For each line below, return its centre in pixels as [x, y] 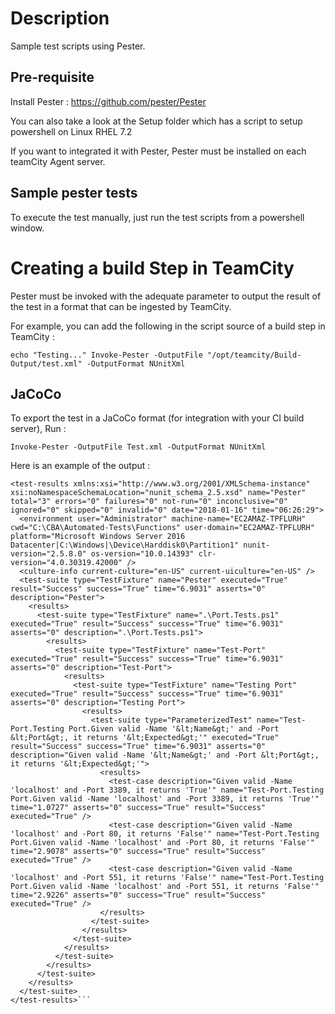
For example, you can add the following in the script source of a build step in [168, 326]
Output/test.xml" [46, 363]
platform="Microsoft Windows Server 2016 [98, 537]
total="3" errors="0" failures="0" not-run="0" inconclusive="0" [149, 502]
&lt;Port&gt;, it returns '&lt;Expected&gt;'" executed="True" [145, 738]
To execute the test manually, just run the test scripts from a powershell [157, 217]
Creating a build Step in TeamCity [152, 268]
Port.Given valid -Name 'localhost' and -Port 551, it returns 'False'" [165, 887]
